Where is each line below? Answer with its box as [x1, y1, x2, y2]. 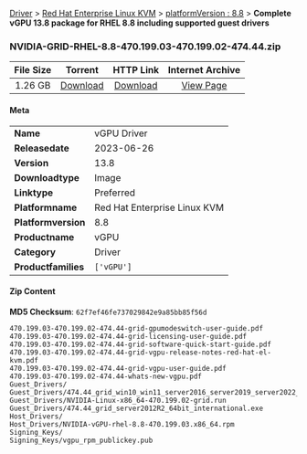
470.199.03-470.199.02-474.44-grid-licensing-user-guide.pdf [9, 332, 248, 341]
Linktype [14, 186, 54, 199]
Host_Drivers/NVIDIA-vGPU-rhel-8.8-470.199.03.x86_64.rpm [9, 419, 235, 428]
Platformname [14, 201, 78, 214]
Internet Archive [167, 64, 241, 77]
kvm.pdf [9, 355, 39, 364]
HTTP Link [112, 64, 160, 77]
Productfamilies [14, 260, 85, 273]
